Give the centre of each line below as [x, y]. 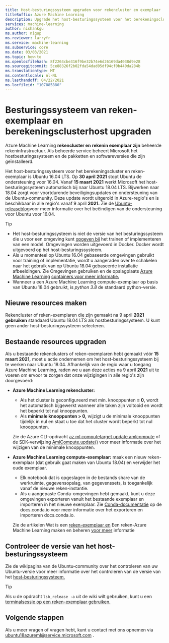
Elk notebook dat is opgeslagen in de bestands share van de [82, 478]
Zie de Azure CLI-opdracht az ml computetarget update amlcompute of [86, 437]
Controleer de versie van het [51, 546]
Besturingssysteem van [56, 110]
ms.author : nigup [23, 33]
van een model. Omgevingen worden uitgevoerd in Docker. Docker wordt [88, 244]
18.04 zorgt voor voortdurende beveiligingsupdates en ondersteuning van [81, 193]
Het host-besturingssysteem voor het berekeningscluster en [68, 171]
